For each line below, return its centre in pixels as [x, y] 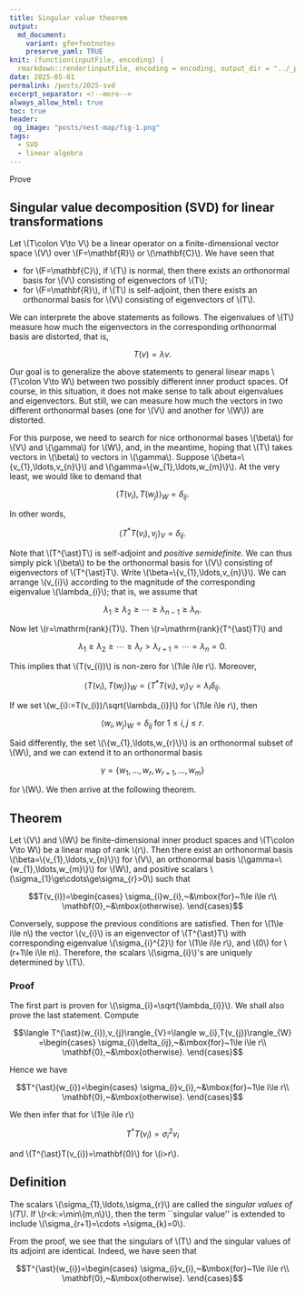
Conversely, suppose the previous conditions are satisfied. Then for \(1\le [147, 924]
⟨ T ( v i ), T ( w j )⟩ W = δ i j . [152, 495]
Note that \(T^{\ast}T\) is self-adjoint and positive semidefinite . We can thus [151, 553]
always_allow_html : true [56, 102]
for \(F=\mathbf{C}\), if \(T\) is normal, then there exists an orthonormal [156, 271]
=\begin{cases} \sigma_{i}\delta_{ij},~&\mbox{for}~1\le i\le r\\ [152, 1043]
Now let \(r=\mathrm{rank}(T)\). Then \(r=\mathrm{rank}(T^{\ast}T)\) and [146, 629]
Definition [38, 1182]
